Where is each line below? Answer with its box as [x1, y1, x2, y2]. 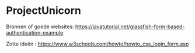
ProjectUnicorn [6, 4, 82, 17]
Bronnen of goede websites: [6, 23, 74, 30]
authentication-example [6, 29, 64, 36]
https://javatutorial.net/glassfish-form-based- [75, 23, 185, 30]
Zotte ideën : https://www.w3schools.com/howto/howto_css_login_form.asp [6, 40, 189, 47]
